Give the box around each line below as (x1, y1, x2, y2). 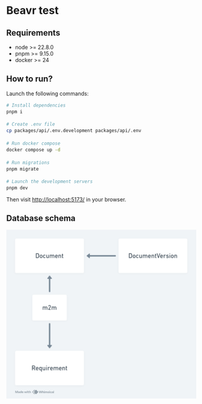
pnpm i (6, 109, 23, 115)
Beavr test (6, 4, 59, 17)
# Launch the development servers (6, 178, 93, 185)
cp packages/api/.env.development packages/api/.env (6, 128, 142, 134)
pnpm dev (6, 185, 28, 191)
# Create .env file (6, 121, 55, 127)
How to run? (6, 74, 53, 84)
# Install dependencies (6, 102, 66, 109)
